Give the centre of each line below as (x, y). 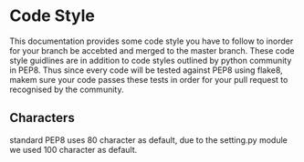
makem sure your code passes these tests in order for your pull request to (149, 79)
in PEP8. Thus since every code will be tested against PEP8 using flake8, (146, 70)
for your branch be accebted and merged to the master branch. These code (152, 50)
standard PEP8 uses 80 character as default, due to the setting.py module (148, 140)
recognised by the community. (67, 89)
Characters (42, 118)
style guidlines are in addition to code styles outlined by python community (151, 60)
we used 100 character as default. (73, 149)
